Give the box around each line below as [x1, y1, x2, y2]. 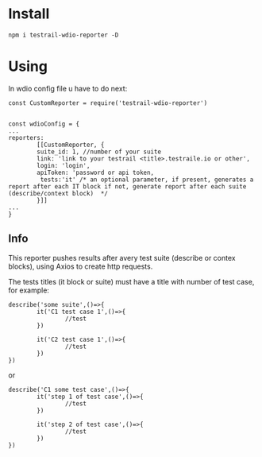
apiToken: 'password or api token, [37, 168, 155, 176]
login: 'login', [37, 161, 91, 169]
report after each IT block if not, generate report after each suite [8, 182, 247, 191]
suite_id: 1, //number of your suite [37, 148, 161, 156]
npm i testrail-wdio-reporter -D [8, 31, 119, 39]
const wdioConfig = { [8, 120, 80, 128]
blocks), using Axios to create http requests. [8, 261, 153, 271]
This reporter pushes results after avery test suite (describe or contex [8, 253, 236, 262]
